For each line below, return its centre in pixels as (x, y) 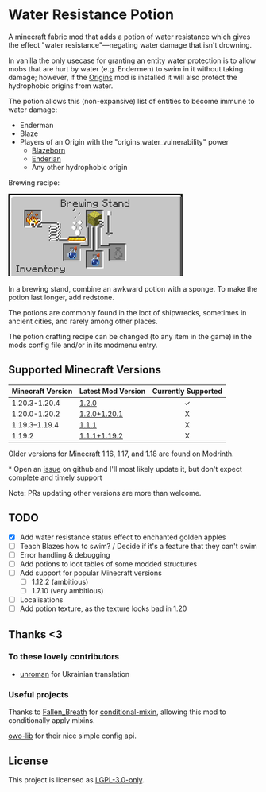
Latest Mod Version (112, 392)
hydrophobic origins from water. (61, 86)
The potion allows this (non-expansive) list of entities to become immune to (132, 101)
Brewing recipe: (34, 182)
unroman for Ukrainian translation (75, 674)
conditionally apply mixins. (52, 721)
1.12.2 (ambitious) (60, 581)
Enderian (46, 158)
